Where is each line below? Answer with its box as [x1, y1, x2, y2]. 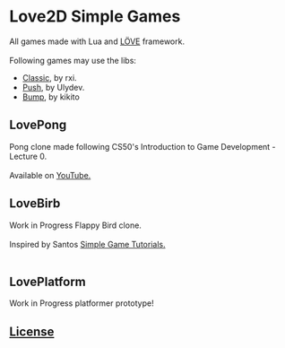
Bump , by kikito [22, 91, 81, 102]
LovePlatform [9, 274, 87, 289]
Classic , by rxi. [22, 72, 78, 83]
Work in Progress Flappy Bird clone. [9, 220, 142, 231]
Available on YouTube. [9, 170, 91, 180]
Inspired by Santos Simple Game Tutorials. [9, 239, 166, 249]
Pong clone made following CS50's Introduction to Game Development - [9, 141, 276, 152]
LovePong [9, 117, 67, 133]
